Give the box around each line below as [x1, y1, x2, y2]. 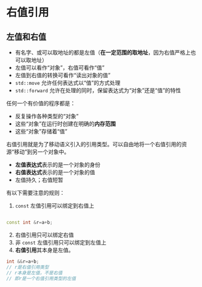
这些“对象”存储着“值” [15, 128, 68, 135]
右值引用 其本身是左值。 [15, 246, 74, 254]
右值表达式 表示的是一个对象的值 [15, 169, 95, 176]
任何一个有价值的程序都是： [6, 100, 76, 107]
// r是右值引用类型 [6, 264, 49, 270]
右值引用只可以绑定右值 [15, 231, 74, 238]
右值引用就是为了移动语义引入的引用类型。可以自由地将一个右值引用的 [6, 141, 182, 147]
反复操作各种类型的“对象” [15, 113, 79, 120]
